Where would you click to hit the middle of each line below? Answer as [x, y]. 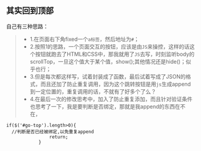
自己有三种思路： [27, 26]
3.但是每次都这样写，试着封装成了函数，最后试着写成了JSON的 [108, 76]
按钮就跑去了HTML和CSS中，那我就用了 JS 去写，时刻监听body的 [115, 54]
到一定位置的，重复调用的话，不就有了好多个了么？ [93, 91]
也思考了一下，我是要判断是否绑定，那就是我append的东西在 [105, 106]
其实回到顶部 [30, 11]
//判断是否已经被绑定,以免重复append [53, 132]
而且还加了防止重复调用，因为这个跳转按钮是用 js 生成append [115, 84]
